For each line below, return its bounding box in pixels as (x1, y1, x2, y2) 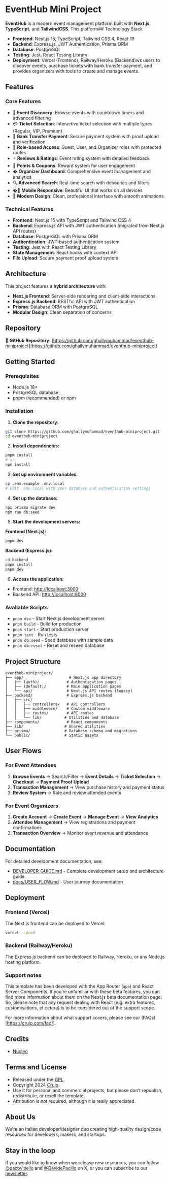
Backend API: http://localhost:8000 (12, 591, 86, 597)
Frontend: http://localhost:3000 (12, 585, 79, 592)
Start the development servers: (12, 519, 80, 525)
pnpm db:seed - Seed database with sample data (12, 637, 113, 643)
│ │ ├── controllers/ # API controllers (5, 702, 106, 707)
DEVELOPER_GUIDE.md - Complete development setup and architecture (12, 868, 164, 874)
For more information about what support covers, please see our (5, 1014, 141, 1021)
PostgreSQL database (12, 389, 59, 396)
